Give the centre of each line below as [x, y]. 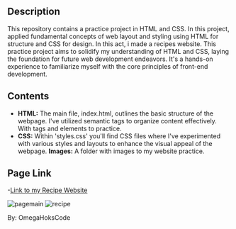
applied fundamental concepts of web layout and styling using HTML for [113, 36]
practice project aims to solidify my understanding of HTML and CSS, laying [118, 51]
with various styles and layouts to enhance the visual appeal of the [115, 143]
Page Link [29, 173]
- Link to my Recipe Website [47, 190]
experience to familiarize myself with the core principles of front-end [108, 66]
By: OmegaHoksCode [39, 218]
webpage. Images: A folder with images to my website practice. [111, 151]
